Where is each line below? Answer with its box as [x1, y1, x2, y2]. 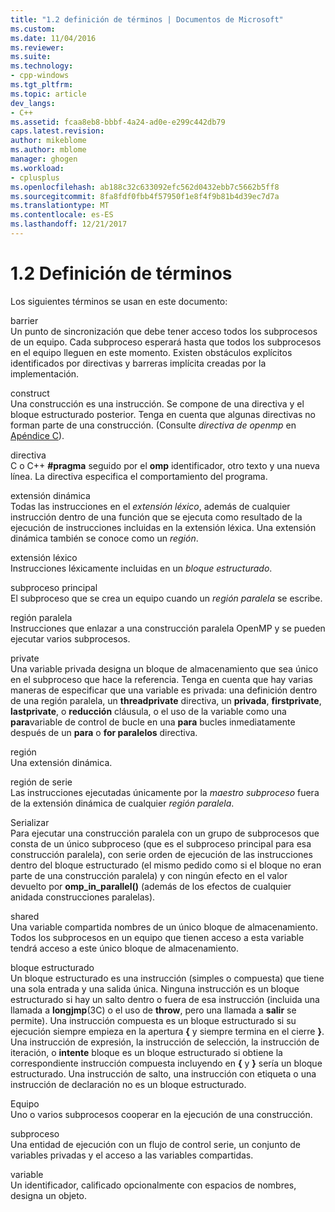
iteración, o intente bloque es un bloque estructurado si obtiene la [10, 1046, 283, 1058]
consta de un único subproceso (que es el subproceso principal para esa [10, 837, 312, 850]
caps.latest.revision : [10, 126, 105, 136]
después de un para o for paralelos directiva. [10, 726, 198, 738]
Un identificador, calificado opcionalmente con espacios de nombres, [10, 1179, 297, 1191]
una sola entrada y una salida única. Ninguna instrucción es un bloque [10, 982, 300, 995]
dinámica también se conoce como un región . [10, 532, 199, 544]
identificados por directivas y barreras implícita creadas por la [10, 357, 267, 369]
